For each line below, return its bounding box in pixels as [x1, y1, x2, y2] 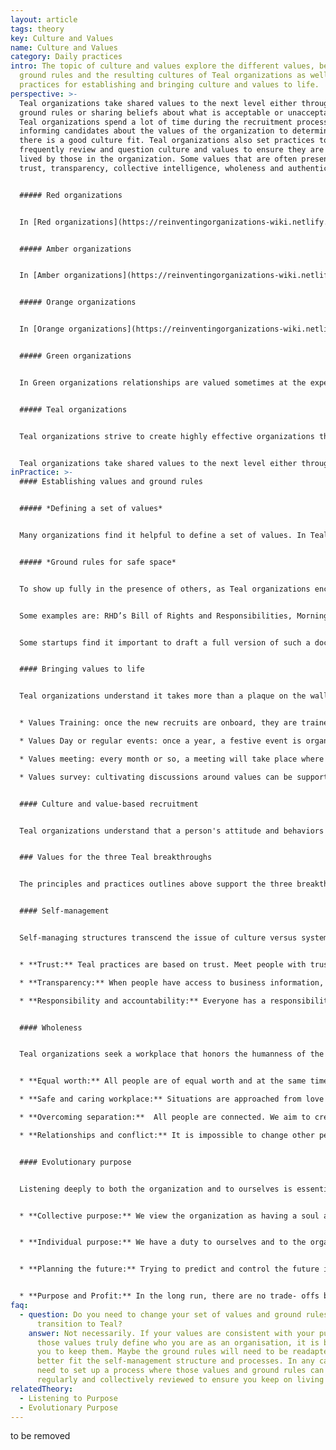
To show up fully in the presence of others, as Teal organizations [19, 584, 311, 594]
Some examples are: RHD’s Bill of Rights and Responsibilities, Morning [19, 611, 329, 621]
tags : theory [10, 24, 65, 34]
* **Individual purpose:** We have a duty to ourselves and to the [19, 1237, 307, 1248]
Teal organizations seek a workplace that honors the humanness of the [19, 1049, 325, 1060]
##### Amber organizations [19, 244, 132, 254]
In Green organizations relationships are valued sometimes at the [19, 377, 307, 388]
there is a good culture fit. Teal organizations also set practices [19, 136, 315, 146]
